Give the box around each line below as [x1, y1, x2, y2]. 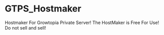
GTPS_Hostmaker [5, 3, 82, 14]
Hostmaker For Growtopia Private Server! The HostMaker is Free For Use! [5, 19, 159, 25]
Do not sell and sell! [5, 24, 46, 30]
